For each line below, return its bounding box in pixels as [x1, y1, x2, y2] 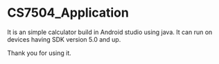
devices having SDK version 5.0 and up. [7, 35, 121, 43]
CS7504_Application [7, 5, 130, 21]
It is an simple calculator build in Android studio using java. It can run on [7, 28, 213, 36]
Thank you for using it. [7, 49, 71, 57]
